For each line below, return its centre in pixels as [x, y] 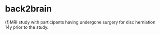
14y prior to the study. [27, 27]
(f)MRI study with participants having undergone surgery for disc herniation [80, 22]
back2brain [29, 9]
